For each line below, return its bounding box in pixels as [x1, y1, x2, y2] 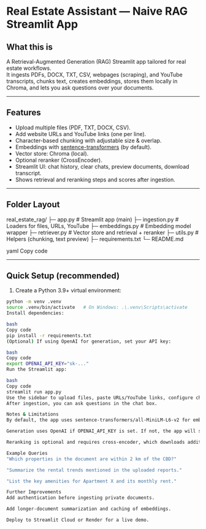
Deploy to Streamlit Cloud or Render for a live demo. [6, 517, 150, 523]
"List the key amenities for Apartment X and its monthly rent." [6, 478, 177, 484]
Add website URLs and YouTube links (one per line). [15, 130, 147, 137]
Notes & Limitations [6, 411, 59, 417]
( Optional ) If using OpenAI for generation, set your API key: [6, 338, 172, 344]
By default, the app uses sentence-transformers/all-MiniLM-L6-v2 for [6, 417, 191, 424]
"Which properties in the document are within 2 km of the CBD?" [6, 455, 177, 462]
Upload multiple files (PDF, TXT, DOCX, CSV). [15, 124, 131, 131]
